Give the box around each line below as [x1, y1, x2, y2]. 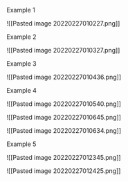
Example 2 [6, 33, 37, 41]
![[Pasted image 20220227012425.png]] [6, 167, 121, 175]
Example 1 [6, 6, 35, 14]
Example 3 [6, 60, 37, 68]
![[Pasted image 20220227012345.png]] [6, 154, 122, 161]
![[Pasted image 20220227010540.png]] [6, 100, 122, 108]
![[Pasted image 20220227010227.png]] [6, 19, 120, 27]
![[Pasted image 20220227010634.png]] [6, 127, 122, 134]
